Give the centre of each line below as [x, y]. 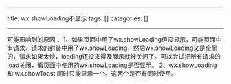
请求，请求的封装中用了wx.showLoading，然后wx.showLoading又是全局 [115, 48]
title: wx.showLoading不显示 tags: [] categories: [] [78, 18]
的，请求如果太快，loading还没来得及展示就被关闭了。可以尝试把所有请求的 [114, 56]
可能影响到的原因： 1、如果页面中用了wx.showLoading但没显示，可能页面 [112, 39]
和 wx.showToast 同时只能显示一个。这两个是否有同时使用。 [92, 73]
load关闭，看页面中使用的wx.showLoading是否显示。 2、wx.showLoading [112, 65]
